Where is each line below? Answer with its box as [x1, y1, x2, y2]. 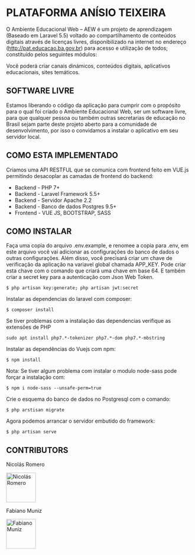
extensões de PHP [6, 324, 51, 331]
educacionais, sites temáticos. [6, 68, 80, 75]
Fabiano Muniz [6, 508, 43, 515]
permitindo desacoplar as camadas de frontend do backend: [6, 172, 154, 179]
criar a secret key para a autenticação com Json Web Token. [6, 274, 154, 281]
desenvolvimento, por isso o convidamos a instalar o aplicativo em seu [6, 126, 178, 134]
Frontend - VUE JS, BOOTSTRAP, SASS [14, 209, 111, 216]
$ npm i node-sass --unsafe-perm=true [6, 385, 102, 391]
